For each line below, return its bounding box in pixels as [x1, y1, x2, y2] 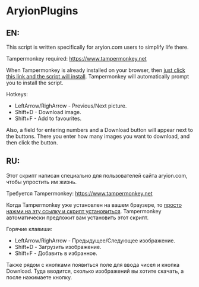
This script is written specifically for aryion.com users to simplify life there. [6, 43, 189, 51]
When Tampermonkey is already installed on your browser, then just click [6, 67, 185, 74]
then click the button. [6, 139, 58, 146]
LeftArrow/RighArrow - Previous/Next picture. [14, 102, 127, 109]
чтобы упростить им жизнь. [6, 178, 77, 185]
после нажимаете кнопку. [6, 273, 72, 280]
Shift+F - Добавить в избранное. [14, 250, 98, 257]
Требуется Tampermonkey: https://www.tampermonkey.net [6, 190, 153, 197]
